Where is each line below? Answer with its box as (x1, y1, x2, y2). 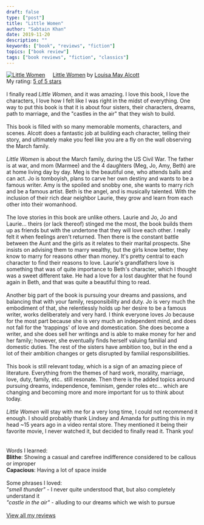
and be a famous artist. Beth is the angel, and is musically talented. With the (6, 187, 196, 195)
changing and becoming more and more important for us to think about (6, 388, 184, 396)
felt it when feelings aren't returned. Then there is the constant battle (6, 233, 179, 240)
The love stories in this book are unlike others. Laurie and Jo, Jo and (6, 213, 178, 221)
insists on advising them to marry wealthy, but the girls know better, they (6, 246, 188, 253)
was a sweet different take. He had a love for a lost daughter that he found (6, 272, 192, 279)
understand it (6, 492, 40, 499)
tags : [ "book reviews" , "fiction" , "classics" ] (6, 54, 129, 60)
